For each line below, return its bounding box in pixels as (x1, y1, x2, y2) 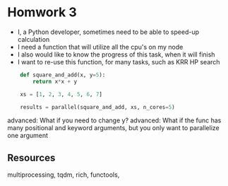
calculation (17, 35, 50, 43)
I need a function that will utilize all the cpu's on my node (17, 42, 184, 51)
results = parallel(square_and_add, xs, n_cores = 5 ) (20, 103, 175, 110)
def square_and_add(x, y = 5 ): (20, 71, 106, 79)
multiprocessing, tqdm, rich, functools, (7, 170, 120, 179)
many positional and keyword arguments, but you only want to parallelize (7, 124, 220, 132)
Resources (7, 151, 56, 163)
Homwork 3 (7, 4, 78, 21)
